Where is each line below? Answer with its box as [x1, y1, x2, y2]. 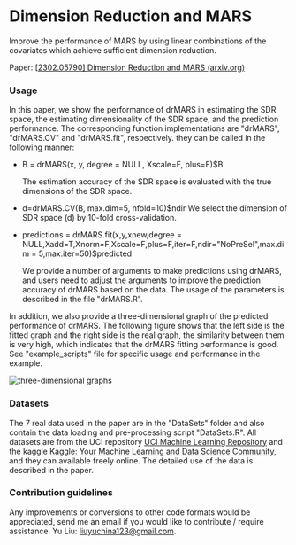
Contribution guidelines [9, 487, 113, 499]
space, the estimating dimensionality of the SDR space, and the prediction [9, 113, 279, 125]
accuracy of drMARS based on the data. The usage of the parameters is [21, 284, 285, 295]
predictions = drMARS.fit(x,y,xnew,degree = [21, 230, 183, 240]
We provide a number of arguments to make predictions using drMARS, [21, 266, 283, 276]
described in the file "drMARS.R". [21, 294, 143, 305]
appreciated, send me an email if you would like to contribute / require [9, 516, 264, 526]
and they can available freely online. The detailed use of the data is [9, 455, 254, 466]
